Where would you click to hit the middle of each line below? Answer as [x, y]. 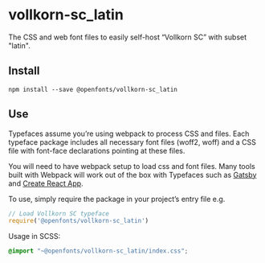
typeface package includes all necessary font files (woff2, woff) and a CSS [132, 142]
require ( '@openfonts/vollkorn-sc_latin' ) [79, 221]
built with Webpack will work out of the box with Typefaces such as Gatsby [132, 175]
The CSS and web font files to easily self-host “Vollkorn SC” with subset [128, 37]
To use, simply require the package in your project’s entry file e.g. [117, 199]
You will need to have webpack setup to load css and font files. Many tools [132, 166]
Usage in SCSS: [35, 236]
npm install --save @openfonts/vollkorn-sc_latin [93, 89]
